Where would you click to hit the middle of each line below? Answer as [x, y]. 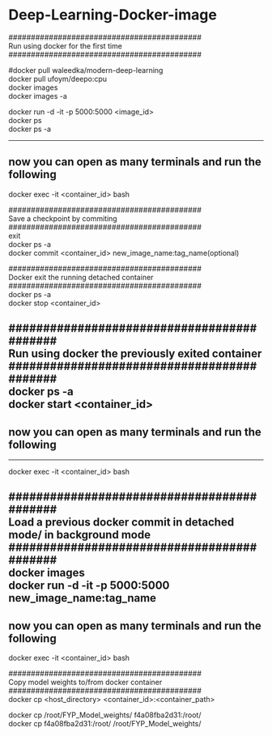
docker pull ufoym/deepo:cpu [58, 79]
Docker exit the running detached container [81, 277]
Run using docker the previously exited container [135, 354]
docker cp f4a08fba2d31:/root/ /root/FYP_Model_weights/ [105, 724]
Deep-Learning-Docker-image [113, 15]
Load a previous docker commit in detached [121, 523]
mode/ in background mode [80, 535]
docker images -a [38, 96]
